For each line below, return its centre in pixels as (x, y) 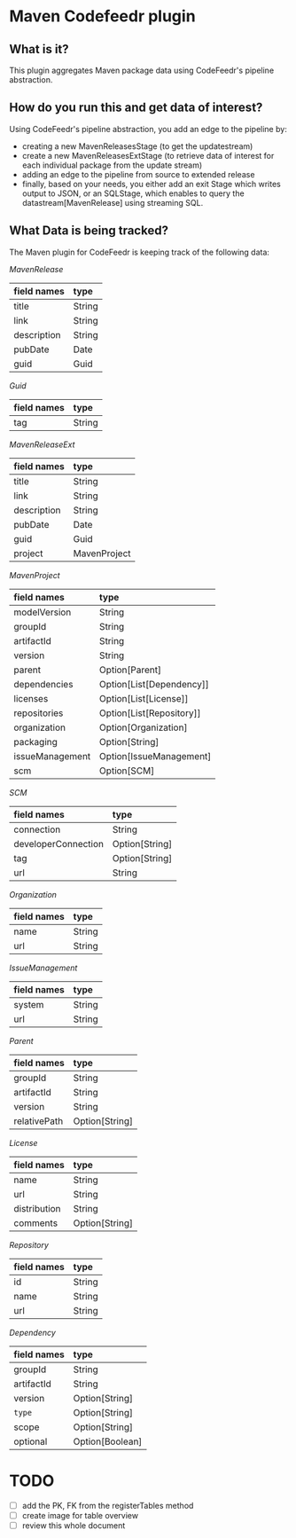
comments (36, 1223)
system (29, 1004)
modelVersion (43, 612)
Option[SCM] (127, 771)
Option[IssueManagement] (155, 756)
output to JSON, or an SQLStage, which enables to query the (133, 193)
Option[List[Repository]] (150, 713)
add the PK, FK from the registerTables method (108, 1505)
